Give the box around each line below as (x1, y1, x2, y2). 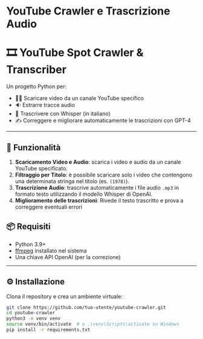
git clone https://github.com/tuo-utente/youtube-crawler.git (6, 304, 166, 311)
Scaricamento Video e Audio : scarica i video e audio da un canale (14, 158, 181, 166)
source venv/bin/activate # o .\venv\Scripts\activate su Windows (6, 321, 180, 328)
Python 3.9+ (14, 241, 47, 248)
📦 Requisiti (6, 222, 51, 232)
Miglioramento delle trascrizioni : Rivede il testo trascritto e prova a (14, 196, 184, 204)
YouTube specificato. (14, 164, 68, 172)
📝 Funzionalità (6, 142, 61, 152)
